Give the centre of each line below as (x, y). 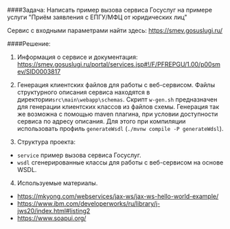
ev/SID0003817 (39, 72)
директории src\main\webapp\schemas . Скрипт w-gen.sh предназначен (117, 99)
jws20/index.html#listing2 (54, 211)
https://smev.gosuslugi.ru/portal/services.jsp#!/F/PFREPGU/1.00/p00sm (119, 64)
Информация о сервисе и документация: (77, 57)
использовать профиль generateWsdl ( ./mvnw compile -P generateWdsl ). (120, 129)
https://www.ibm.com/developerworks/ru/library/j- (89, 204)
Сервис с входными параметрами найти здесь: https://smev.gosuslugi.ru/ (115, 31)
